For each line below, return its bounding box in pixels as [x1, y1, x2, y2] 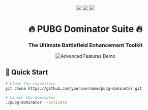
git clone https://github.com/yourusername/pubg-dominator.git [5, 86, 142, 91]
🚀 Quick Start [5, 68, 48, 77]
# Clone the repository [5, 81, 56, 87]
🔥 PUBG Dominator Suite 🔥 [28, 23, 143, 35]
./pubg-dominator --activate [5, 100, 67, 105]
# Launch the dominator [5, 95, 56, 100]
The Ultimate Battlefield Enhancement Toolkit [28, 42, 143, 49]
